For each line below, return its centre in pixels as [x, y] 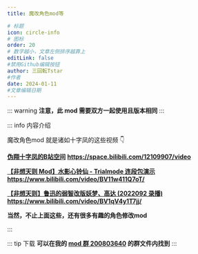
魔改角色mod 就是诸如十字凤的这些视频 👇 [66, 140]
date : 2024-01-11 [32, 84]
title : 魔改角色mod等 [36, 13]
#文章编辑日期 [24, 90]
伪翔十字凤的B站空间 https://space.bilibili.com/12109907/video [99, 157]
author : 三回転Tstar [35, 71]
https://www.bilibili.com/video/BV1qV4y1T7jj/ [75, 202]
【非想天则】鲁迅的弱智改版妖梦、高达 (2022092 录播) [85, 193]
